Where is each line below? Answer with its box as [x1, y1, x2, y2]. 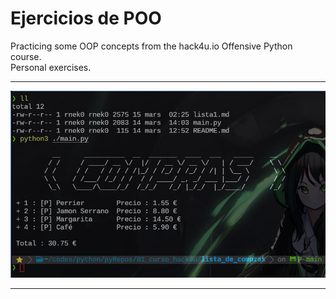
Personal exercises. [10, 61, 92, 73]
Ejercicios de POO [10, 7, 162, 30]
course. [10, 50, 42, 62]
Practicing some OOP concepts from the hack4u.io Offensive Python [10, 40, 293, 52]
